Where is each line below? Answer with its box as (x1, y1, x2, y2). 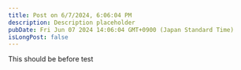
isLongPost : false (8, 33, 69, 41)
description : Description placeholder (8, 19, 135, 26)
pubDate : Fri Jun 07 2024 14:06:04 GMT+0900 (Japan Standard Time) (8, 26, 235, 33)
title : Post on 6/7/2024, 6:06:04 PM (8, 11, 132, 19)
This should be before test (8, 54, 94, 64)
